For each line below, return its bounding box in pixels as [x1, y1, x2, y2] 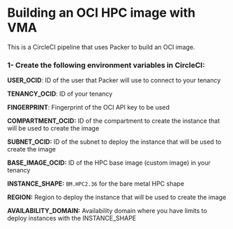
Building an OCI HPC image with [7, 5, 196, 21]
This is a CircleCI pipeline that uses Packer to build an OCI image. [7, 43, 195, 51]
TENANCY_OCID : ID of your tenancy [7, 89, 113, 98]
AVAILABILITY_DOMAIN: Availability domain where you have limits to [7, 207, 207, 215]
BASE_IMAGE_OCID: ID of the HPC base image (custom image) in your [7, 158, 211, 167]
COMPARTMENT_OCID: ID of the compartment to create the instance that [7, 117, 220, 125]
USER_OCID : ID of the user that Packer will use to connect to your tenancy [7, 76, 221, 84]
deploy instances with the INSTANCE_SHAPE [7, 214, 137, 223]
